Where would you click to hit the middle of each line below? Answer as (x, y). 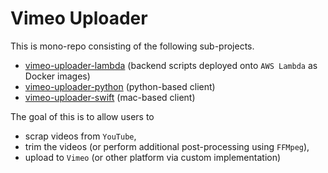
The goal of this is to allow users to (82, 116)
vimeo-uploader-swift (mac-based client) (110, 97)
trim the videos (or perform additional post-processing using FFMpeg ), (167, 146)
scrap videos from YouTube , (80, 136)
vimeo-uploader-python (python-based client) (120, 86)
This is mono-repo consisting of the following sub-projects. (132, 46)
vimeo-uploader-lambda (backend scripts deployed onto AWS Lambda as (171, 65)
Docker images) (57, 76)
